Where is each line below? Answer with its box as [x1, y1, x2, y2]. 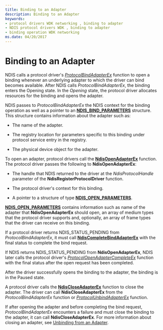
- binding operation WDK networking [5, 30, 80, 35]
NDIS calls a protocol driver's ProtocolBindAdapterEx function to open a [5, 72, 150, 77]
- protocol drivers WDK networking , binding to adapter [5, 21, 123, 26]
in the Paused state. [5, 274, 45, 280]
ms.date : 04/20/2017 [5, 35, 47, 40]
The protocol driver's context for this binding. [12, 185, 104, 191]
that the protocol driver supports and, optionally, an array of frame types [5, 214, 151, 221]
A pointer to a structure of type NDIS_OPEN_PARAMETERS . [12, 195, 133, 201]
